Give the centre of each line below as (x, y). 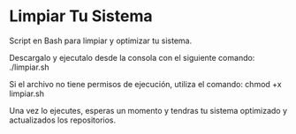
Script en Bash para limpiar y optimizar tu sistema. (101, 41)
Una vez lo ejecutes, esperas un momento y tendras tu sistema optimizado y (148, 110)
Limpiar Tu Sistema (81, 16)
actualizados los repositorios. (63, 120)
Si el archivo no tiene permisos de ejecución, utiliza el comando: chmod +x (145, 84)
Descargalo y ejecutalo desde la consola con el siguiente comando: (132, 57)
